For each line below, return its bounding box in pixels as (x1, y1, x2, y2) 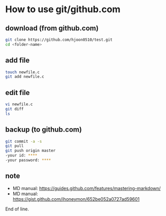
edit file (5, 88, 30, 97)
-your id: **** (5, 153, 38, 158)
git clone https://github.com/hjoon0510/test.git (5, 37, 113, 42)
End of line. (5, 206, 29, 212)
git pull (5, 143, 24, 148)
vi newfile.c (5, 102, 33, 107)
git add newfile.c (5, 74, 44, 79)
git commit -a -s (5, 139, 42, 144)
